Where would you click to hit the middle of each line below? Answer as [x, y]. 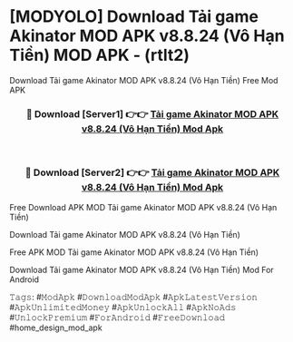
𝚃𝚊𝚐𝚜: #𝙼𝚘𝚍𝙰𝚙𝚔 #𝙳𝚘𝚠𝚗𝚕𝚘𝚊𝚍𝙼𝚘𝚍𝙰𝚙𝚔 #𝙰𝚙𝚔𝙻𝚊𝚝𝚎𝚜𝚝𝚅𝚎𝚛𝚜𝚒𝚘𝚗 [134, 297]
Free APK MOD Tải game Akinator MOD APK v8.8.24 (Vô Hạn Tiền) [134, 252]
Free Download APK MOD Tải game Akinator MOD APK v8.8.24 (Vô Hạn [143, 207]
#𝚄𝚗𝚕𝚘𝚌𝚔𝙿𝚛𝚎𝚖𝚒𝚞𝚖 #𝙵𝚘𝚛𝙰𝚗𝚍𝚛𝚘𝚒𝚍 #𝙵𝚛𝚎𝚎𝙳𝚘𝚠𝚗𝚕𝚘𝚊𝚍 [117, 317]
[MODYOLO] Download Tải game [134, 17]
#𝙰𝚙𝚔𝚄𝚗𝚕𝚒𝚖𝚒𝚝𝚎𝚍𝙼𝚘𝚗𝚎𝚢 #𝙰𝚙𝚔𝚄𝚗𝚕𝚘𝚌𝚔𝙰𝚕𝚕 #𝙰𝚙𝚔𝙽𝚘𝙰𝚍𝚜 [123, 307]
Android [24, 279]
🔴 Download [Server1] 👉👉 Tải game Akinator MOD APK [152, 113]
